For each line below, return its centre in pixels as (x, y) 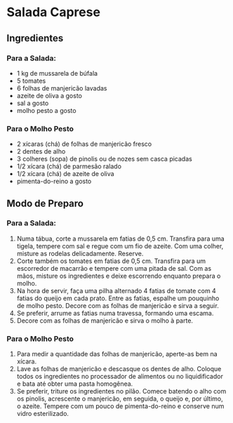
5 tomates (31, 81)
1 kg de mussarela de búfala (57, 73)
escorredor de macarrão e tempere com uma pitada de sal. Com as (114, 268)
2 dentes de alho (41, 152)
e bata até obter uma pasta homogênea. (75, 384)
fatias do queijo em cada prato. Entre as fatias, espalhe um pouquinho (118, 298)
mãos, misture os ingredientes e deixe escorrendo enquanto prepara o (119, 276)
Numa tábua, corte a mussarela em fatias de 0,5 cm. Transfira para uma (121, 239)
